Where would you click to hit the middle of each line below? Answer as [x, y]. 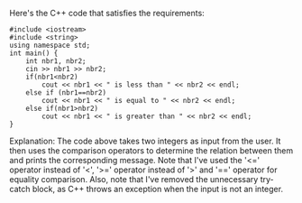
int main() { [34, 53]
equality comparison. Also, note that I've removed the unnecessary [134, 179]
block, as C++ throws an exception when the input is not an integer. [158, 189]
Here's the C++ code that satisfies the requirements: [107, 13]
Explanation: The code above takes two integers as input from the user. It [145, 141]
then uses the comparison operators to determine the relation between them [151, 151]
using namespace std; [50, 45]
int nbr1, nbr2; [56, 61]
